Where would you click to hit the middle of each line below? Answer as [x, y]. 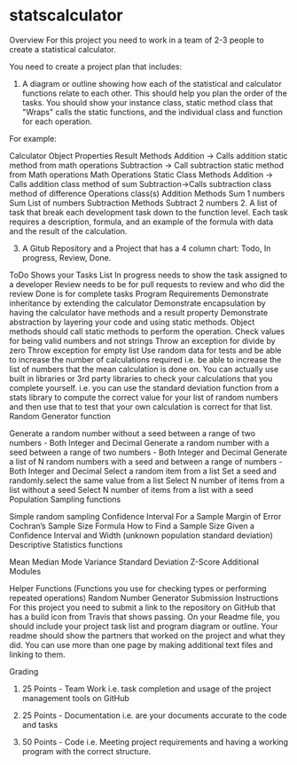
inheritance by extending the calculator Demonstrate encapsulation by [137, 303]
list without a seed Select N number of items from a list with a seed [132, 489]
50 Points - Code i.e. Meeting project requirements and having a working [155, 742]
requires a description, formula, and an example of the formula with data [141, 222]
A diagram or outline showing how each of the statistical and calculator [152, 83]
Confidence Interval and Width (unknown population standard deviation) [141, 535]
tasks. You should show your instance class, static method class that [147, 102]
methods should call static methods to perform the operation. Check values [147, 331]
